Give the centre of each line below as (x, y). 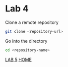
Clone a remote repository (32, 22)
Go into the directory (26, 41)
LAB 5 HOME (19, 60)
